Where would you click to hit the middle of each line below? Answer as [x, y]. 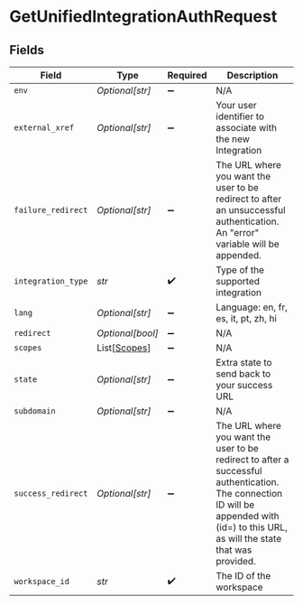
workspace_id [42, 581]
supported [238, 281]
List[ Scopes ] [124, 348]
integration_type [51, 281]
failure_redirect [51, 210]
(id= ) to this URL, [252, 527]
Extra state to [244, 363]
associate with [247, 128]
